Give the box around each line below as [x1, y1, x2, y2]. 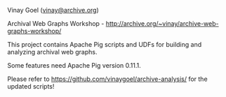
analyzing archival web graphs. [7, 48, 98, 56]
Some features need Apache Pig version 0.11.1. [7, 61, 142, 69]
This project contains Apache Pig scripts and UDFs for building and [7, 40, 202, 48]
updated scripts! [7, 82, 55, 90]
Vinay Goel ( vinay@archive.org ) [7, 6, 100, 14]
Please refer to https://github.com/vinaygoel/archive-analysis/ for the [7, 75, 208, 83]
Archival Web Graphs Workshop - [7, 20, 105, 27]
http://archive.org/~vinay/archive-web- [105, 20, 219, 27]
